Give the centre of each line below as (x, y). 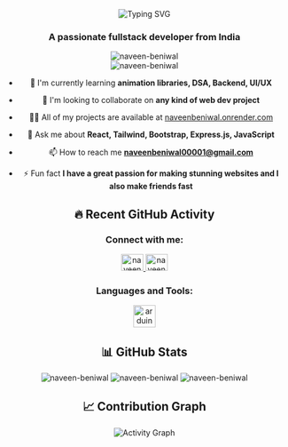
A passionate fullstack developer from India (144, 36)
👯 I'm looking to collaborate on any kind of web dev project (151, 100)
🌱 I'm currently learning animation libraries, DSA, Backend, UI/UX (151, 83)
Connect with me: (144, 239)
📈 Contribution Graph (144, 407)
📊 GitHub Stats (144, 351)
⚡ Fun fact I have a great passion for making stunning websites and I (151, 173)
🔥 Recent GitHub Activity (144, 214)
